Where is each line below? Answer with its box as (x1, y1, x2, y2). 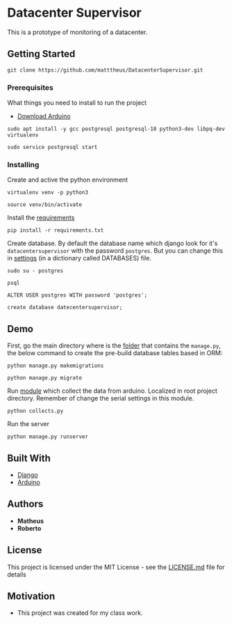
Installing (7, 159, 40, 169)
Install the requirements (7, 214, 75, 222)
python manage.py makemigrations (7, 362, 104, 370)
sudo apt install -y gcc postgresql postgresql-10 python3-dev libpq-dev (7, 125, 226, 133)
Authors (7, 498, 44, 510)
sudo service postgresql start (7, 144, 98, 151)
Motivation (7, 590, 56, 602)
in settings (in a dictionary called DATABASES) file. (7, 254, 151, 263)
